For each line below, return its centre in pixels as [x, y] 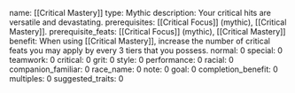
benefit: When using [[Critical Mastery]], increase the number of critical [140, 41]
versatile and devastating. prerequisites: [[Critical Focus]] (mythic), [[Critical [148, 22]
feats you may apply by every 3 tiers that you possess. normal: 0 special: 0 [146, 50]
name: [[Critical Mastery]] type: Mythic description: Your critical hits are [140, 13]
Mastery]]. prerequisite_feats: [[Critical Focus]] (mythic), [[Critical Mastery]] [147, 31]
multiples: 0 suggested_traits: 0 [66, 78]
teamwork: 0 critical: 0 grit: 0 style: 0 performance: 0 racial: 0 [122, 60]
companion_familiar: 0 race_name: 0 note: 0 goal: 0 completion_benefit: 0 [144, 69]
